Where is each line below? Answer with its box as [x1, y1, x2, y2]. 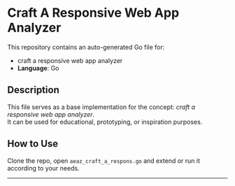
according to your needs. [7, 164, 80, 172]
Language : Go [17, 64, 59, 72]
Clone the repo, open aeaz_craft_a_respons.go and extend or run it [7, 156, 201, 165]
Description [7, 84, 59, 96]
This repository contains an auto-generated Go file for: [7, 43, 165, 51]
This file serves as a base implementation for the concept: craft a [7, 103, 196, 111]
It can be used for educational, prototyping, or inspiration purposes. [7, 117, 203, 126]
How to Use [7, 138, 59, 150]
